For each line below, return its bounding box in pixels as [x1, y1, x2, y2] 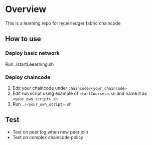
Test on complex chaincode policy [12, 134, 84, 140]
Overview [5, 4, 47, 15]
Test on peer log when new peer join [12, 129, 89, 135]
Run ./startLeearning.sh [5, 61, 54, 67]
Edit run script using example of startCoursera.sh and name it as [12, 90, 147, 96]
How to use [5, 35, 41, 43]
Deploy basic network [5, 50, 60, 57]
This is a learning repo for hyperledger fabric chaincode [5, 20, 121, 26]
